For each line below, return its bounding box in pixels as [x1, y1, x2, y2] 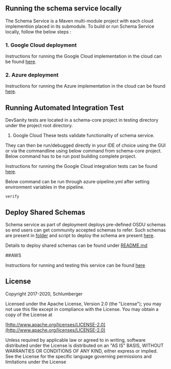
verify [5, 194, 19, 199]
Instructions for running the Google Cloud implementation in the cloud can [5, 53, 162, 60]
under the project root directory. [5, 123, 73, 129]
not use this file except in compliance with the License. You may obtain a [5, 306, 159, 312]
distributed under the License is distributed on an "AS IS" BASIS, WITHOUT [5, 342, 164, 348]
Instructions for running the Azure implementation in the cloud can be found [5, 83, 165, 89]
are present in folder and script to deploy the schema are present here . [5, 232, 155, 239]
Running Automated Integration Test [5, 103, 124, 112]
